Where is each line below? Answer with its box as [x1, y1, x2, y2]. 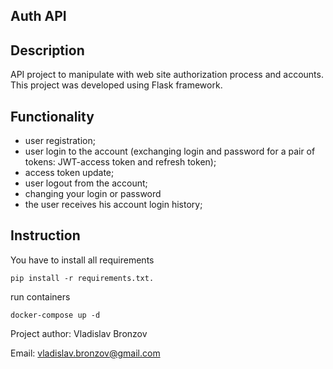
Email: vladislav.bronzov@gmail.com [10, 347, 161, 359]
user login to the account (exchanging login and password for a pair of [24, 145, 316, 158]
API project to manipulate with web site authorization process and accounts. [10, 69, 324, 81]
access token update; [24, 167, 115, 179]
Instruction [10, 227, 81, 244]
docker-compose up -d [10, 310, 101, 320]
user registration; [24, 135, 96, 147]
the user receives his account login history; [24, 199, 203, 211]
